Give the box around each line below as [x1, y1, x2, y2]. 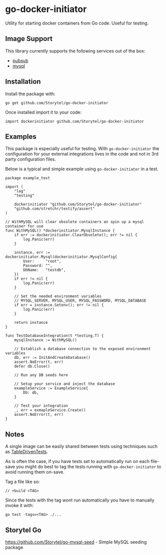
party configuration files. [5, 156, 56, 162]
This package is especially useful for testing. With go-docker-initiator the [5, 146, 159, 152]
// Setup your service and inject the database [14, 381, 115, 386]
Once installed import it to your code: [5, 109, 82, 115]
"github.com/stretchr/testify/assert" [14, 206, 95, 211]
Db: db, [23, 390, 39, 395]
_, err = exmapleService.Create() [14, 408, 86, 413]
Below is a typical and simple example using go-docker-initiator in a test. [5, 166, 159, 172]
